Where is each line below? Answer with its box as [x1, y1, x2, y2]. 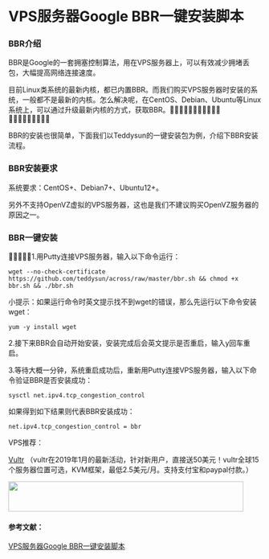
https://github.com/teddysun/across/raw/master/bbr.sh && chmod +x [8, 275, 239, 283]
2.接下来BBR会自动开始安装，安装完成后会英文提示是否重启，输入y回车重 [8, 339, 251, 348]
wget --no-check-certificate [8, 268, 106, 276]
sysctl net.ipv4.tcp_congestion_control [8, 392, 146, 400]
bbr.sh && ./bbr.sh [8, 282, 74, 290]
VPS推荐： [8, 438, 44, 447]
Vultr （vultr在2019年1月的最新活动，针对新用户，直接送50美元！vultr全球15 [8, 455, 259, 465]
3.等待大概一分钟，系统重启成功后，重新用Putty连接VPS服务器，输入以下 [8, 365, 251, 375]
